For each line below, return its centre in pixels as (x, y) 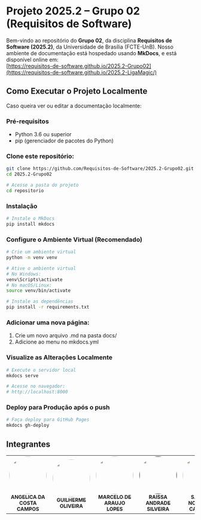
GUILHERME (71, 500)
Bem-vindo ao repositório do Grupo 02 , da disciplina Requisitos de (89, 40)
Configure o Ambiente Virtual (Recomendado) (74, 240)
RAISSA (158, 497)
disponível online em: (32, 59)
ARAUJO (115, 503)
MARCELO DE (115, 497)
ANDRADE (158, 503)
